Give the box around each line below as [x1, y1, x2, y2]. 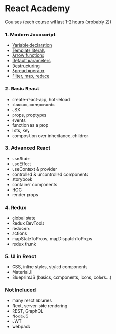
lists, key [12, 127, 30, 133]
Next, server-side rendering [12, 302, 68, 309]
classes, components [12, 102, 55, 107]
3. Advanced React [5, 144, 51, 151]
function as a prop [12, 122, 49, 128]
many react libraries [12, 298, 52, 303]
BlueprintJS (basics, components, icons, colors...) [12, 274, 112, 280]
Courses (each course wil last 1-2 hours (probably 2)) [5, 19, 112, 25]
